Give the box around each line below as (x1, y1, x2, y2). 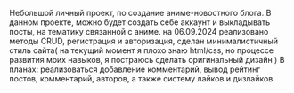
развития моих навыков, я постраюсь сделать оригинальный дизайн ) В (9, 55, 285, 65)
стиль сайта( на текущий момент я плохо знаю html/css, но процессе (9, 45, 274, 56)
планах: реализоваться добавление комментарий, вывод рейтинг (9, 64, 261, 74)
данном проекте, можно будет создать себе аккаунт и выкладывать (9, 17, 270, 27)
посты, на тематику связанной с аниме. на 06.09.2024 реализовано (9, 27, 269, 36)
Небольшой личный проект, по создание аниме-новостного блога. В (9, 8, 272, 18)
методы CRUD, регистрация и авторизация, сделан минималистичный (9, 35, 279, 46)
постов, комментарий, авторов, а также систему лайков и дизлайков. (9, 74, 276, 83)
